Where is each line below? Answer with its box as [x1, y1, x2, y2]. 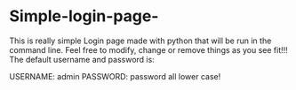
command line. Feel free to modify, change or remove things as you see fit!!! [9, 44, 289, 55]
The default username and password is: [9, 54, 156, 64]
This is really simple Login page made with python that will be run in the [9, 35, 272, 46]
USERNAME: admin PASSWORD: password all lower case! [9, 71, 221, 81]
